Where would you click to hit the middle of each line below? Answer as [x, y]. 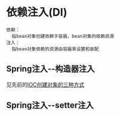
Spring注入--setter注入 [50, 105]
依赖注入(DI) [37, 12]
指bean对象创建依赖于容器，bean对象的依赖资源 [63, 36]
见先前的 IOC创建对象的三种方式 [45, 84]
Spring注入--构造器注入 [51, 69]
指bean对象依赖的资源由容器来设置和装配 [55, 49]
